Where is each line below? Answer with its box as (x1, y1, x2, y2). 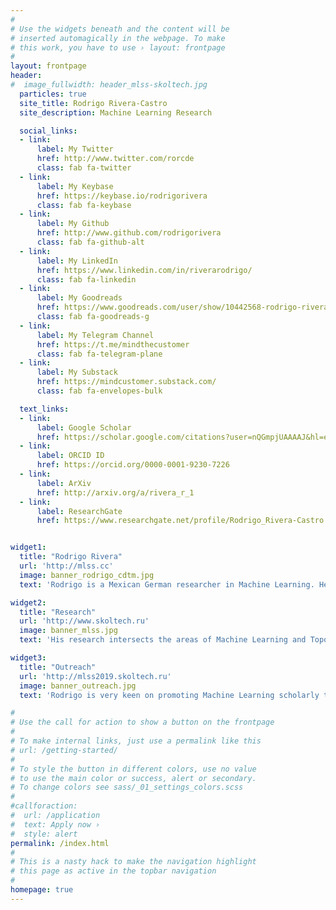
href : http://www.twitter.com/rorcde (36, 154, 195, 164)
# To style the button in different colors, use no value (10, 764, 257, 774)
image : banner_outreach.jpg (19, 681, 137, 691)
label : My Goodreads (36, 293, 123, 303)
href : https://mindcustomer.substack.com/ (36, 377, 217, 387)
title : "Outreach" (19, 662, 97, 672)
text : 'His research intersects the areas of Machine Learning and (19, 635, 307, 645)
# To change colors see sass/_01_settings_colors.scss (10, 782, 244, 793)
